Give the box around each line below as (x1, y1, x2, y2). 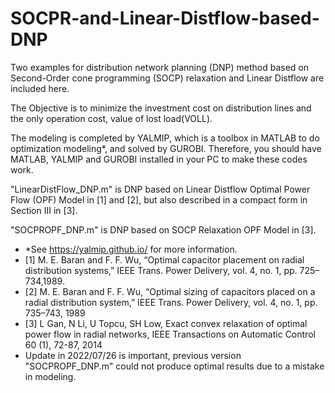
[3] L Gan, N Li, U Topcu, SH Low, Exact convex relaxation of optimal (24, 317, 308, 329)
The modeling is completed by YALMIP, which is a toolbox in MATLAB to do (10, 132, 320, 144)
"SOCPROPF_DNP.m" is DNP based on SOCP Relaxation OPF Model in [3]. (10, 223, 317, 236)
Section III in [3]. (10, 204, 78, 216)
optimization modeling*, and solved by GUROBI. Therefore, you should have (10, 142, 322, 154)
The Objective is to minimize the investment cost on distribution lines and (10, 102, 312, 114)
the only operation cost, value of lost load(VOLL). (10, 112, 213, 124)
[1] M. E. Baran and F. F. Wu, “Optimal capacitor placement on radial (24, 253, 305, 266)
